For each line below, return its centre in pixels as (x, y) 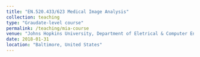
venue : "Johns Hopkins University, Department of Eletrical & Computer (97, 34)
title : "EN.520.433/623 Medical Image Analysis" (68, 12)
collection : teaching (33, 17)
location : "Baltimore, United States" (54, 45)
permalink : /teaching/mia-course (48, 28)
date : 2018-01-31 (28, 39)
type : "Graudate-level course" (45, 23)
